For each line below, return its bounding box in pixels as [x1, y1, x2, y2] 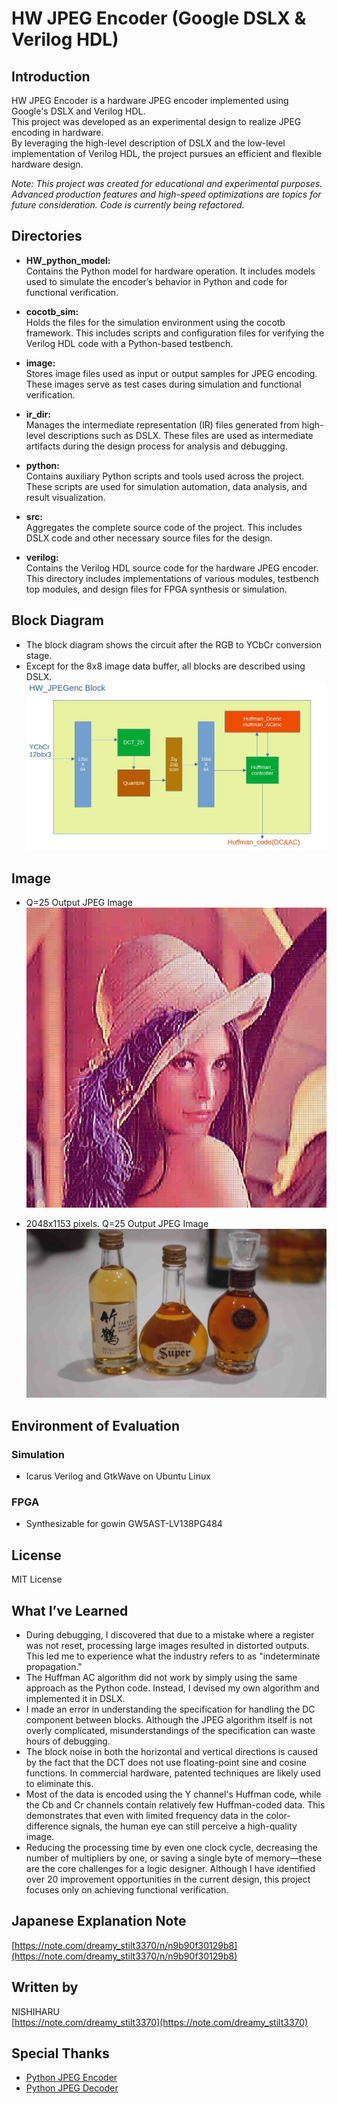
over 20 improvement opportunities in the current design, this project [25, 1873, 311, 1885]
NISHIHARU [11, 2005, 60, 2017]
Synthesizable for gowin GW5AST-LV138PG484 [25, 1518, 223, 1530]
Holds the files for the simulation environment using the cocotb [25, 316, 286, 328]
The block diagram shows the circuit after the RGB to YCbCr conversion [25, 638, 322, 651]
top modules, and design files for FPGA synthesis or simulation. [25, 583, 288, 595]
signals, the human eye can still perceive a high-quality [70, 1820, 298, 1832]
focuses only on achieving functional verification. [25, 1884, 229, 1896]
